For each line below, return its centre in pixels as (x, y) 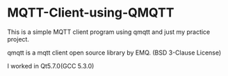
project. (18, 39)
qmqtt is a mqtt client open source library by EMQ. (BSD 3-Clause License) (114, 53)
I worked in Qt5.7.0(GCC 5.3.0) (51, 66)
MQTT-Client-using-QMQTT (91, 13)
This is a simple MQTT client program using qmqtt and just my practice (109, 32)
